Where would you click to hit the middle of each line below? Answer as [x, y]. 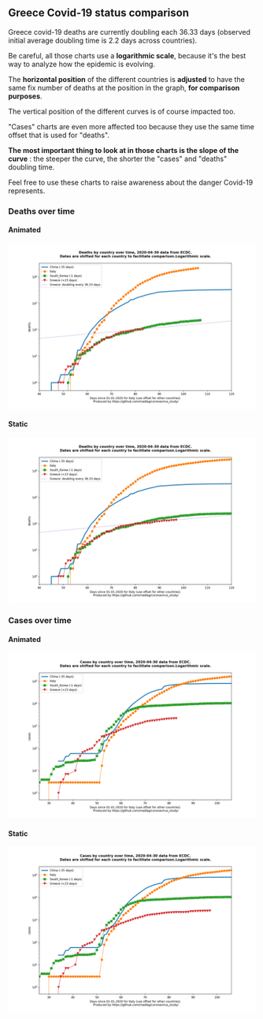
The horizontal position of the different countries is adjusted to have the [127, 79]
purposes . [25, 96]
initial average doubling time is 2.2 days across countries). [103, 40]
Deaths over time [42, 211]
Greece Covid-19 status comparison [99, 13]
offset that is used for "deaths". [59, 135]
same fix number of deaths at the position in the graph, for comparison [124, 88]
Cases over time [40, 621]
